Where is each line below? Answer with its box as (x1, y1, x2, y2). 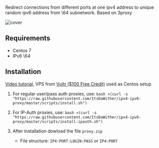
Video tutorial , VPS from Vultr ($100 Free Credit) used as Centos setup (5, 81, 152, 87)
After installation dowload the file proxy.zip (12, 128, 103, 134)
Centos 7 (12, 47, 32, 54)
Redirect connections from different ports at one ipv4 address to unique (5, 5, 154, 10)
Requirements (5, 34, 50, 42)
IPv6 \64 (12, 53, 31, 59)
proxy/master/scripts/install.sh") (12, 101, 88, 106)
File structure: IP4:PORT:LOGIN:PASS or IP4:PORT (20, 137, 118, 143)
